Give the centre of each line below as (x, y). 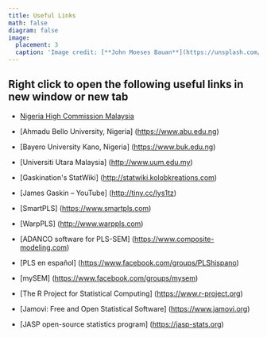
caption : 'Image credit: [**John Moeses (83, 52)
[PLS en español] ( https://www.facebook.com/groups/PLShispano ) (130, 262)
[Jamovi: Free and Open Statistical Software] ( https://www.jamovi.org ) (135, 308)
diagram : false (33, 30)
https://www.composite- (174, 239)
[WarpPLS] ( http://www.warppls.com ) (81, 224)
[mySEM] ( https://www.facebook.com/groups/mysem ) (109, 278)
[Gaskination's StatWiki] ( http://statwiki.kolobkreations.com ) (118, 177)
